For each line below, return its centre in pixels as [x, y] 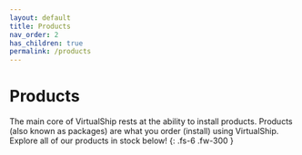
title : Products [40, 26]
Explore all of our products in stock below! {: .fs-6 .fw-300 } [121, 140]
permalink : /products [50, 52]
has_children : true [46, 43]
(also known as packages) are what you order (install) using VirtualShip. [144, 131]
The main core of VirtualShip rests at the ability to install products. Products [151, 121]
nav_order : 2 [34, 34]
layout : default [40, 18]
